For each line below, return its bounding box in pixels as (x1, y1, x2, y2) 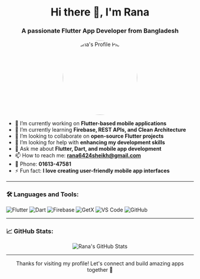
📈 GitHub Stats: (6, 227, 54, 235)
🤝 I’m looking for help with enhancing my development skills (14, 139, 165, 146)
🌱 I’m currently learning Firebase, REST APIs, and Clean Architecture (14, 126, 186, 134)
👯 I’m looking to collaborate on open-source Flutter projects (14, 132, 164, 139)
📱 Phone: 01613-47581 (14, 160, 71, 168)
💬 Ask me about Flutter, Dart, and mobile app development (14, 145, 162, 153)
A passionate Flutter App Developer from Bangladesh (21, 27, 179, 35)
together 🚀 (87, 266, 113, 274)
